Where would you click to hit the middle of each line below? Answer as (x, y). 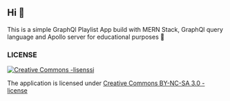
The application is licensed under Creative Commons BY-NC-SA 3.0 (104, 83)
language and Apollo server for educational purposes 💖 (86, 37)
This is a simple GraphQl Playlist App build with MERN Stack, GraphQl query (115, 29)
